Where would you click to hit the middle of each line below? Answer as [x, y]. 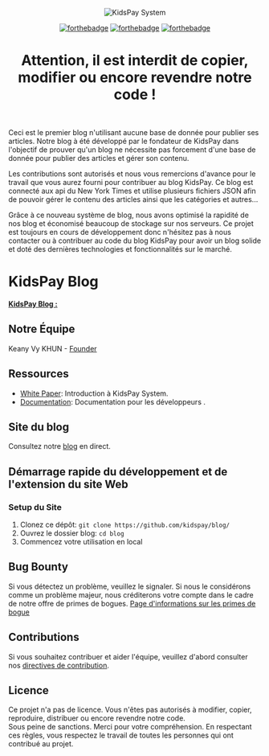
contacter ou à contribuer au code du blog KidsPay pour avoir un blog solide [135, 240]
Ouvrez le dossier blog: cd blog [72, 533]
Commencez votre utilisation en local [81, 542]
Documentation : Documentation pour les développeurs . [113, 401]
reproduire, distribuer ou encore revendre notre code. [97, 718]
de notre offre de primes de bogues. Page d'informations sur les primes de [132, 603]
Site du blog [39, 427]
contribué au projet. [41, 744]
